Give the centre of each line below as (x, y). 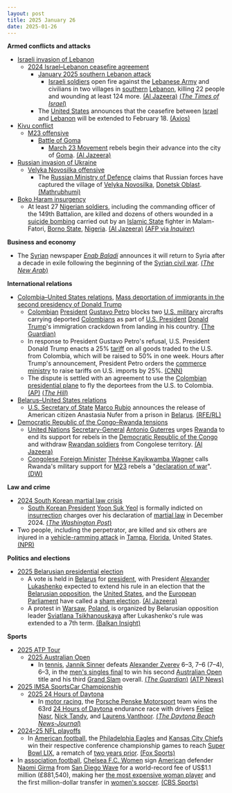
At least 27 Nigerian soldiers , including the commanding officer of (122, 207)
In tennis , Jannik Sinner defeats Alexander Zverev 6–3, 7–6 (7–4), (131, 665)
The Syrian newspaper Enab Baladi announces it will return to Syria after (121, 256)
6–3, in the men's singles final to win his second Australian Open (130, 672)
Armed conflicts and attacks (49, 46)
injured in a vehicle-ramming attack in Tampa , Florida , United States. (115, 537)
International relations (40, 284)
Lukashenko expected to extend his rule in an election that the (116, 587)
